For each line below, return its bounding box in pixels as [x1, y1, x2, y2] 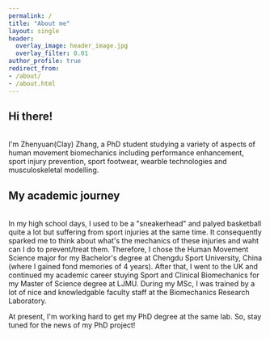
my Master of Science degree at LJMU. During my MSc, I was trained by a [8, 279, 255, 289]
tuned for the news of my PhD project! [8, 320, 136, 330]
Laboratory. [8, 296, 47, 306]
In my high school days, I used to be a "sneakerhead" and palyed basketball [8, 219, 262, 229]
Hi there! [8, 109, 53, 123]
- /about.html [8, 79, 57, 87]
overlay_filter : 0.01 [15, 49, 89, 57]
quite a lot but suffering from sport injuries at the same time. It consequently [8, 227, 263, 237]
